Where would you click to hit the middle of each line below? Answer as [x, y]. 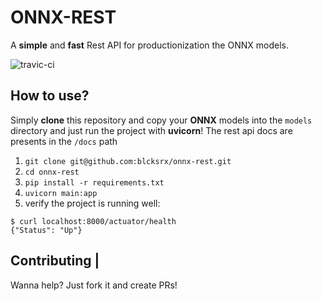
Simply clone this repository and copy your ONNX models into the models [161, 120]
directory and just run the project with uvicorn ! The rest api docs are [151, 130]
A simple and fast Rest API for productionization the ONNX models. [149, 45]
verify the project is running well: [92, 203]
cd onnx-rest [52, 172]
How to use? [50, 96]
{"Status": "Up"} [46, 230]
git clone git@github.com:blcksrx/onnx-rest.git [128, 161]
